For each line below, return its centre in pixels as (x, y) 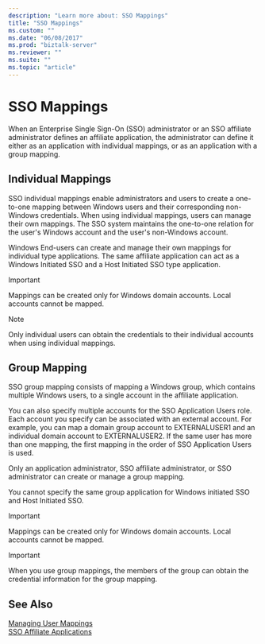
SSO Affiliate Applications (50, 632)
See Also (31, 604)
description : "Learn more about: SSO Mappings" (88, 16)
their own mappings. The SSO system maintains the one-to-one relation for (131, 223)
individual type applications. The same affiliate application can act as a (124, 256)
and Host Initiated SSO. (46, 501)
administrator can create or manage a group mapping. (96, 477)
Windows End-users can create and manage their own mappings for (120, 247)
